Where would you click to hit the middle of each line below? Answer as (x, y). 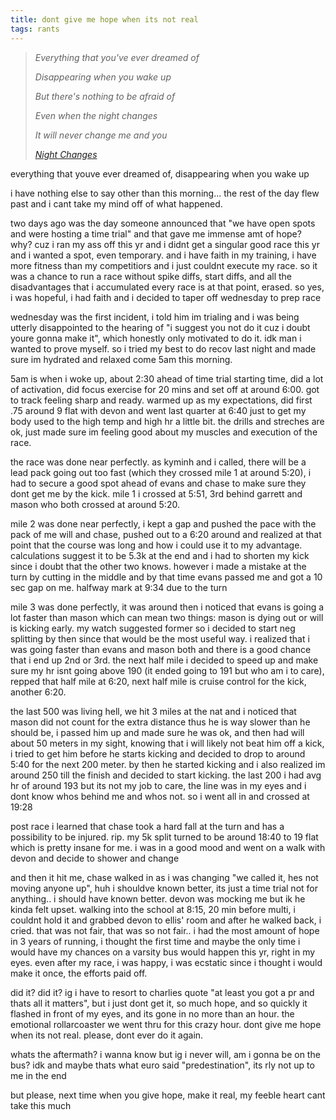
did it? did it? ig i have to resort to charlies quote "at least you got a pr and (162, 992)
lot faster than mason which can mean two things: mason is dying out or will (167, 617)
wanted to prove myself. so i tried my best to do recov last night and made (163, 348)
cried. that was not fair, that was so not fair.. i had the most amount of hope (165, 930)
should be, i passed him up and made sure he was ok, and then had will (157, 732)
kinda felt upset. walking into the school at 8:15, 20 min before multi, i (153, 909)
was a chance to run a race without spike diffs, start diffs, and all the (151, 276)
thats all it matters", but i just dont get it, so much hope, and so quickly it (159, 1003)
